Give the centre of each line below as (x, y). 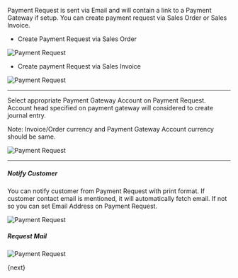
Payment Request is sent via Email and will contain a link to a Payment (109, 10)
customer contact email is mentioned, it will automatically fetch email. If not (117, 198)
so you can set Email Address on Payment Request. (83, 206)
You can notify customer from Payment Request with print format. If (106, 191)
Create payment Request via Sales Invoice (79, 66)
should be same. (32, 137)
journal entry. (27, 115)
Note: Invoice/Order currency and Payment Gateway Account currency (111, 129)
